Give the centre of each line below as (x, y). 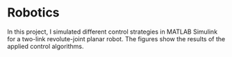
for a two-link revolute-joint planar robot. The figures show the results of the (116, 38)
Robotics (34, 13)
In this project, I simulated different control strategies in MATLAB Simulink (112, 32)
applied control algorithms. (46, 46)
